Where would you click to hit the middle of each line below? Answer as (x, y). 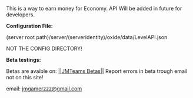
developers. (21, 15)
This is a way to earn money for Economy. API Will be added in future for (94, 8)
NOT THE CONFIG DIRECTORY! (44, 48)
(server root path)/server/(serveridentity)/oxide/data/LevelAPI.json (87, 37)
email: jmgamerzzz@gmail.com (44, 89)
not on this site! (25, 77)
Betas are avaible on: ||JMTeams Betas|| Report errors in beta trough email (97, 71)
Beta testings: (24, 60)
